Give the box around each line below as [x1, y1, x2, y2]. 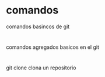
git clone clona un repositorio [6, 64, 76, 71]
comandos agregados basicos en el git [6, 43, 99, 51]
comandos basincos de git [6, 23, 70, 30]
